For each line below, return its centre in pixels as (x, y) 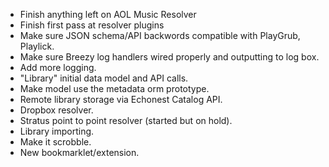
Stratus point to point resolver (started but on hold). (126, 120)
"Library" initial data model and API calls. (104, 78)
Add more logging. (58, 67)
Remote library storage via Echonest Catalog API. (121, 99)
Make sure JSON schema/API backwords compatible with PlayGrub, (160, 35)
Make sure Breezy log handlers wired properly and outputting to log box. (169, 57)
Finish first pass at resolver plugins (92, 25)
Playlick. (37, 46)
